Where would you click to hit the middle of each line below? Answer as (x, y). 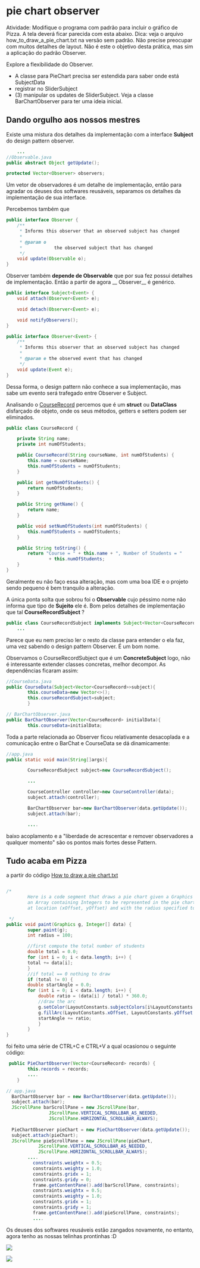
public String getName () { (50, 504)
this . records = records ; (58, 1069)
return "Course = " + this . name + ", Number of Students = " (105, 554)
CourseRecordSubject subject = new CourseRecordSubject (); (99, 770)
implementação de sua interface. (47, 197)
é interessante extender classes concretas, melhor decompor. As (86, 664)
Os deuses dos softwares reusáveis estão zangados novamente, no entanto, (100, 1230)
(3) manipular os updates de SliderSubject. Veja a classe (84, 95)
